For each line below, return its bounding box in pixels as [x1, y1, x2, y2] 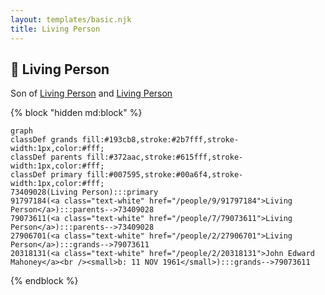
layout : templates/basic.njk [10, 14, 132, 25]
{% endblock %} [10, 275, 79, 287]
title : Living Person [10, 24, 101, 34]
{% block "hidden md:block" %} [10, 107, 143, 119]
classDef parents [10, 152, 83, 163]
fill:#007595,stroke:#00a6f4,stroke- [86, 170, 244, 180]
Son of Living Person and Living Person [10, 87, 173, 100]
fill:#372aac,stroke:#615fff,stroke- [86, 152, 244, 163]
